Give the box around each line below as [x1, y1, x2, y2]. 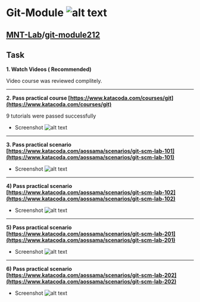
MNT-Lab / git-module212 [6, 30, 100, 40]
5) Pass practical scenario [6, 224, 72, 231]
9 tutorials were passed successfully [6, 112, 96, 119]
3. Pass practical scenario [6, 141, 71, 149]
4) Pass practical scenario [6, 183, 73, 190]
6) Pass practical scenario [6, 266, 73, 273]
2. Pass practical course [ [6, 94, 70, 101]
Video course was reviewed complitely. [6, 78, 102, 85]
